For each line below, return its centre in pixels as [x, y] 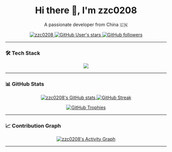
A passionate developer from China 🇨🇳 [86, 24]
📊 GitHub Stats [25, 84]
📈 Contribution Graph [33, 126]
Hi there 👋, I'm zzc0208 [86, 10]
